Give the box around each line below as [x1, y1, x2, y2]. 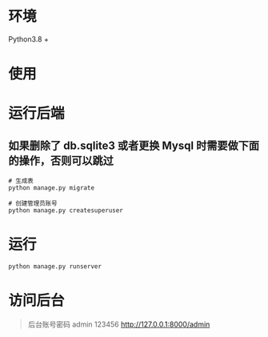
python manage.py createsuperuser [8, 207, 124, 215]
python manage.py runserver [8, 263, 102, 271]
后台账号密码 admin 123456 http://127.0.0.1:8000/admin [27, 319, 210, 329]
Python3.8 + [8, 34, 50, 44]
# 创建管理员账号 [8, 199, 58, 208]
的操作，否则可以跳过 [8, 154, 114, 167]
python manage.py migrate [8, 184, 94, 192]
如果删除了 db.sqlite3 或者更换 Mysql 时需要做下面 [8, 138, 260, 152]
